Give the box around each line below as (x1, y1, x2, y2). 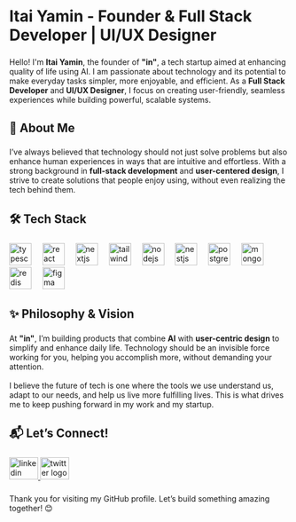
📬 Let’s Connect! (9, 426, 109, 441)
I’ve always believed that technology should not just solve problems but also (9, 146, 288, 157)
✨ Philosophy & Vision (9, 306, 135, 321)
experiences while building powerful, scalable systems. (9, 95, 211, 106)
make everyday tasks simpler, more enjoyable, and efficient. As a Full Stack (9, 75, 285, 86)
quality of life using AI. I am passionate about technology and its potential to (9, 67, 286, 77)
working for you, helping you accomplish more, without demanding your (9, 352, 272, 363)
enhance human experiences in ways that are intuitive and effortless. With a (9, 156, 286, 167)
